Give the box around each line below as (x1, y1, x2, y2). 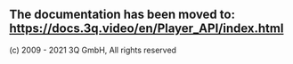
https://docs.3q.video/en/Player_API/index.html (9, 21, 284, 36)
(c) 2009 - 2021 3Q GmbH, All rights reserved (9, 44, 176, 55)
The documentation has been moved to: (9, 7, 236, 22)
